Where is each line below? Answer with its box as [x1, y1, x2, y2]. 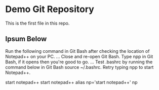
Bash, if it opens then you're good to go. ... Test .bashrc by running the [5, 59, 153, 65]
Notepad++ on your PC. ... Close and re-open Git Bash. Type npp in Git [5, 53, 153, 59]
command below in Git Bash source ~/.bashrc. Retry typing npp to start [5, 64, 154, 70]
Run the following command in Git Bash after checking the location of [5, 48, 150, 54]
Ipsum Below [5, 35, 47, 43]
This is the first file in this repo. [5, 20, 70, 26]
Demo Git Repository [5, 4, 95, 15]
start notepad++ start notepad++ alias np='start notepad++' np [5, 79, 138, 85]
